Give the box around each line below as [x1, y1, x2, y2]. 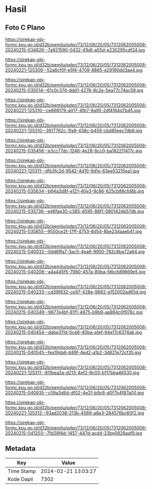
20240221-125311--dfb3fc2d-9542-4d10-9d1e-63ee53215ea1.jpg [5, 168, 140, 174]
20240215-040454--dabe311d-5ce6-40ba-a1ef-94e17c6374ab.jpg [5, 329, 143, 335]
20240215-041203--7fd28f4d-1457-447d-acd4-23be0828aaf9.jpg [5, 430, 143, 436]
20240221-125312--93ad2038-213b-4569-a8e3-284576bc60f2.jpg [5, 410, 145, 416]
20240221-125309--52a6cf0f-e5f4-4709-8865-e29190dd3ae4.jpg [5, 67, 143, 73]
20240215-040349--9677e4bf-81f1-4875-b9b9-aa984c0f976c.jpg [5, 309, 143, 315]
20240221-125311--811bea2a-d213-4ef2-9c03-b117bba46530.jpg [5, 370, 140, 375]
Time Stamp [7, 468, 36, 475]
